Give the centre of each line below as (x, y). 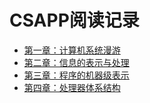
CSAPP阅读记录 (74, 20)
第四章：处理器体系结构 (72, 87)
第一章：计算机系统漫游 (72, 50)
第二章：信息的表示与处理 (76, 62)
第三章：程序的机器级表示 (76, 75)
